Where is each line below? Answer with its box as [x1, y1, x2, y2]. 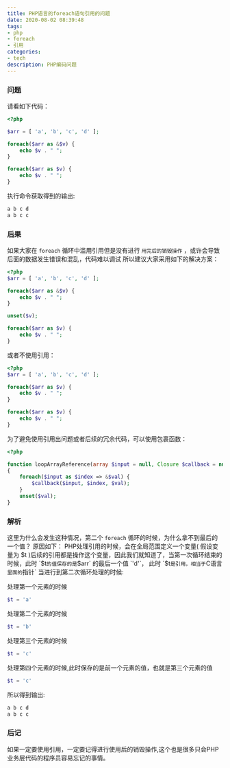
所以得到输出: [7, 690, 46, 699]
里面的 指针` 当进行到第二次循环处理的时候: [7, 568, 125, 576]
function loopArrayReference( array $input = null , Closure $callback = [7, 461, 216, 468]
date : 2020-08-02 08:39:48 [7, 16, 84, 23]
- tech [7, 55, 26, 62]
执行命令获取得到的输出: [7, 192, 75, 200]
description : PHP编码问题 [7, 61, 77, 68]
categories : [7, 49, 41, 56]
